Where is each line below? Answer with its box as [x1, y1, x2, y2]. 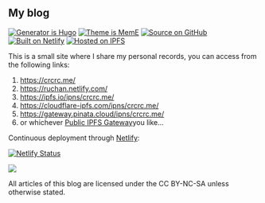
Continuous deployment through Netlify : [8, 133, 140, 142]
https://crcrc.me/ [19, 75, 76, 84]
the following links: [8, 60, 70, 69]
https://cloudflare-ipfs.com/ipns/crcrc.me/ [19, 100, 159, 110]
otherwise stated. [8, 187, 66, 197]
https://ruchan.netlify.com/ [19, 84, 108, 93]
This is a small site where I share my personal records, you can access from [8, 51, 257, 61]
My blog [8, 6, 50, 20]
